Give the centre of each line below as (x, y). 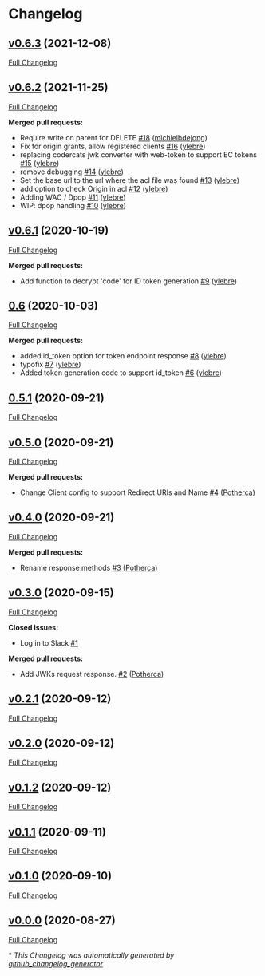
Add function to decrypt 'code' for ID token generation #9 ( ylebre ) (129, 281)
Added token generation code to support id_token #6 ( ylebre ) (121, 373)
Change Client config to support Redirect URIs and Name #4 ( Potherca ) (137, 492)
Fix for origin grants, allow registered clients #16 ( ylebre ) (113, 146)
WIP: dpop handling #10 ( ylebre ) (73, 205)
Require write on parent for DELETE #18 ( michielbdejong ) (113, 137)
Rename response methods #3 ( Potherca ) (89, 567)
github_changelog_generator (56, 963)
